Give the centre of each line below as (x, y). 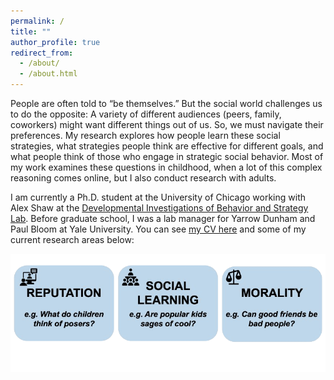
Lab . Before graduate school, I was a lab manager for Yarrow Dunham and (163, 218)
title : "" (31, 31)
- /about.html (48, 74)
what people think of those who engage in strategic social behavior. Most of (167, 156)
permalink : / (37, 21)
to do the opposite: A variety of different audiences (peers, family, (146, 114)
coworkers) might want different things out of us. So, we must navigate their (167, 124)
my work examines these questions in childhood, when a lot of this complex (166, 167)
